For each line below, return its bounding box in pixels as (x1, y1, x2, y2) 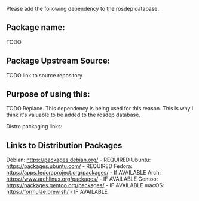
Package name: (6, 22, 65, 32)
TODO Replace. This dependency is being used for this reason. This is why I (6, 105, 194, 112)
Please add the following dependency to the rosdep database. (6, 5, 160, 12)
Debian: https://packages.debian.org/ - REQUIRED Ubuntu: (6, 156, 151, 164)
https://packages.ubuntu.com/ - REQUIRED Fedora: (6, 163, 133, 170)
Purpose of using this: (6, 89, 91, 100)
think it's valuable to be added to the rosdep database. (6, 111, 140, 119)
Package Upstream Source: (6, 56, 111, 66)
